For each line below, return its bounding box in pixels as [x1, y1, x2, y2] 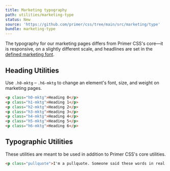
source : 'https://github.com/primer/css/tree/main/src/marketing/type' [5, 21, 160, 27]
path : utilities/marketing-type [5, 12, 74, 17]
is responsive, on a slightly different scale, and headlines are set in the [5, 46, 153, 52]
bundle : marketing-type [5, 27, 56, 32]
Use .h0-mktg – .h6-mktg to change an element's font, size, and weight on [5, 80, 159, 86]
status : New [5, 17, 31, 22]
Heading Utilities [5, 66, 60, 75]
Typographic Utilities [5, 137, 73, 146]
